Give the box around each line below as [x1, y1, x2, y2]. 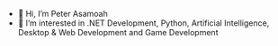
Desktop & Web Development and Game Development [17, 27, 219, 37]
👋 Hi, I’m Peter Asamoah [17, 9, 108, 19]
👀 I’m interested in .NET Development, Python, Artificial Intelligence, [17, 18, 270, 28]
